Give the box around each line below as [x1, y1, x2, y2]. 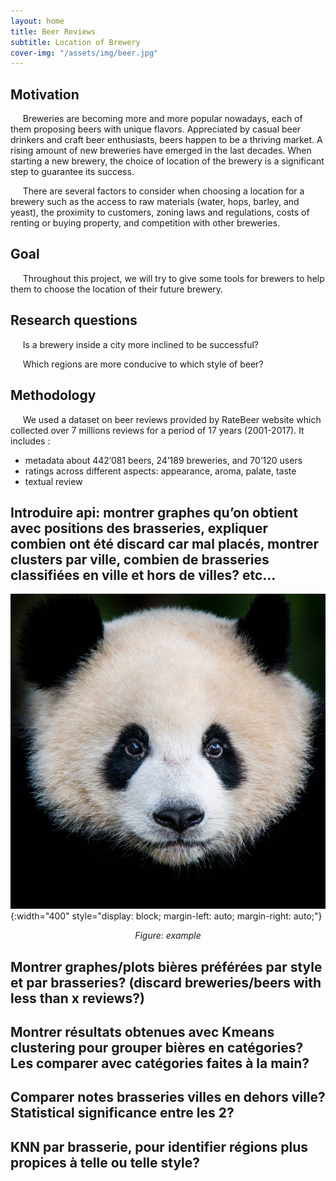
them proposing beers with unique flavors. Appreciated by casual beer [10, 123, 302, 135]
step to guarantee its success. [10, 166, 135, 178]
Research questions [10, 312, 138, 329]
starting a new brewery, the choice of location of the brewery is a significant [10, 155, 325, 167]
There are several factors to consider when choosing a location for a [22, 185, 305, 197]
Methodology [10, 387, 97, 404]
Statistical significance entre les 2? [10, 1105, 235, 1122]
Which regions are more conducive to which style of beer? [22, 358, 264, 370]
